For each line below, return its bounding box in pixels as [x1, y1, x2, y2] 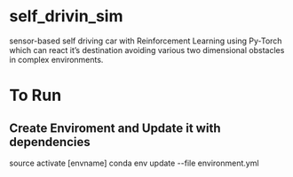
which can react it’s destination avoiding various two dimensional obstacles [9, 44, 285, 55]
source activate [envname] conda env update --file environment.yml [9, 158, 259, 168]
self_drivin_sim [9, 6, 123, 27]
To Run [9, 86, 62, 105]
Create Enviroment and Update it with [9, 120, 221, 135]
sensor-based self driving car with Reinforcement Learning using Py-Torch [9, 35, 282, 46]
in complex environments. [9, 54, 104, 65]
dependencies [9, 135, 91, 150]
